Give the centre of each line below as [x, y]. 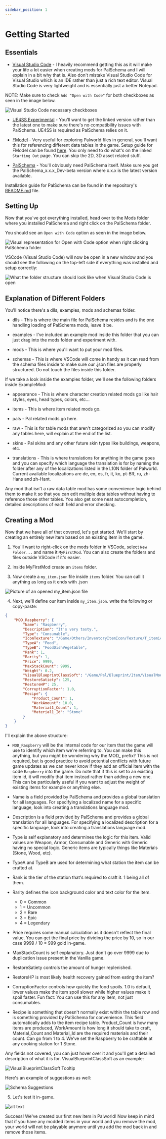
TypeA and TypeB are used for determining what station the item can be [85, 862]
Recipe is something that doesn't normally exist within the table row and [85, 1012]
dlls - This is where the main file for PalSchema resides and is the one [83, 320]
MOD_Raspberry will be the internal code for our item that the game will [83, 745]
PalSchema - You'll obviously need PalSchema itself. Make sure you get [85, 165]
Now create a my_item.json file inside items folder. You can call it [78, 577]
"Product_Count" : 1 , [53, 698]
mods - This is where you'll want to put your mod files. [68, 349]
